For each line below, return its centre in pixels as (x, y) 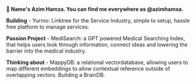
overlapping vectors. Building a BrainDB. (56, 75)
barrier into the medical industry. (46, 51)
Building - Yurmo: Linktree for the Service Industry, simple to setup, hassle (98, 20)
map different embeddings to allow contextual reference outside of (88, 69)
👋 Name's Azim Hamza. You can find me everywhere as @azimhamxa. (95, 9)
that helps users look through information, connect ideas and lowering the (97, 45)
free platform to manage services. (48, 27)
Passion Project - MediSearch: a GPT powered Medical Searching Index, (96, 38)
